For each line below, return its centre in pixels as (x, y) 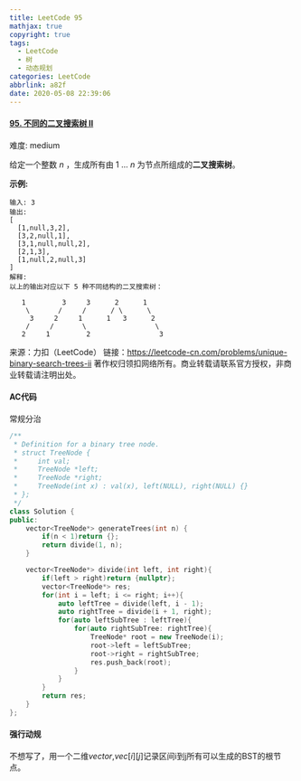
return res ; (65, 696)
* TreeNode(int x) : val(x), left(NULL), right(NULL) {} (131, 486)
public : (24, 520)
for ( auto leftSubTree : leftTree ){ (125, 620)
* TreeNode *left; (56, 470)
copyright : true (40, 34)
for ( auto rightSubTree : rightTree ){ (143, 629)
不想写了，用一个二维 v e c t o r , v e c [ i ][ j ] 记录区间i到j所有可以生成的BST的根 (141, 756)
